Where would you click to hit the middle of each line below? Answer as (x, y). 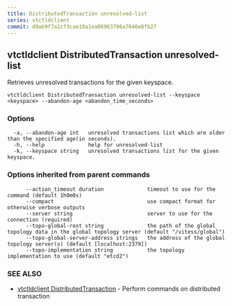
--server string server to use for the (119, 214)
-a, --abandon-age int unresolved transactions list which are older (119, 133)
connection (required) (40, 220)
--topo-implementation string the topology (105, 250)
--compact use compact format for (121, 201)
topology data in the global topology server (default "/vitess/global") (116, 232)
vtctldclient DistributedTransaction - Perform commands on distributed (119, 289)
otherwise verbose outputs (46, 207)
